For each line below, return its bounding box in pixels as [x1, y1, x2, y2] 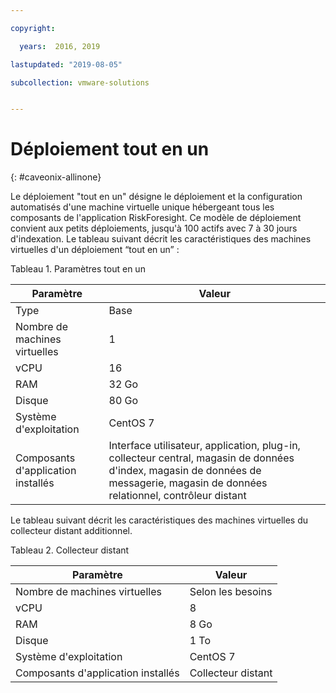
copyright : [10, 23, 56, 33]
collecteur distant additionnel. [10, 525, 133, 537]
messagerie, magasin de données [108, 476, 268, 490]
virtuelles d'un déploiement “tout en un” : [10, 244, 180, 256]
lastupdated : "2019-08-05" [10, 59, 123, 70]
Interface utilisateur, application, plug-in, [108, 439, 301, 453]
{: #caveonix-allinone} [10, 171, 102, 183]
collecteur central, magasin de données [108, 451, 295, 465]
